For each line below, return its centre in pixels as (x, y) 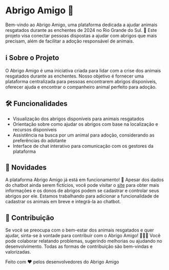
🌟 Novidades (26, 167)
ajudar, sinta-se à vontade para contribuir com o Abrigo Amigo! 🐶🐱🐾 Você (83, 236)
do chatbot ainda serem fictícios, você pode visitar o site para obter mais (82, 185)
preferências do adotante (39, 140)
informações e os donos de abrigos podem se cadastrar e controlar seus (82, 191)
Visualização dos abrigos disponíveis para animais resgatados (78, 119)
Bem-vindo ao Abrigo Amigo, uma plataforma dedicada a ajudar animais (81, 25)
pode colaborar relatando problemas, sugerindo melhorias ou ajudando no (84, 241)
